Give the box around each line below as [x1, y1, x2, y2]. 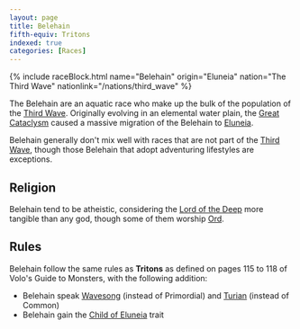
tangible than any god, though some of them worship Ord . [9, 213, 225, 224]
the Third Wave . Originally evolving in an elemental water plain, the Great [9, 108, 280, 119]
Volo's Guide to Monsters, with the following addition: [9, 272, 208, 283]
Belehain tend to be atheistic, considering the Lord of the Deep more [9, 203, 264, 214]
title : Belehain [9, 22, 70, 31]
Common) [22, 299, 60, 310]
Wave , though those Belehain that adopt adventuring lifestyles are [9, 145, 255, 156]
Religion [9, 180, 57, 195]
